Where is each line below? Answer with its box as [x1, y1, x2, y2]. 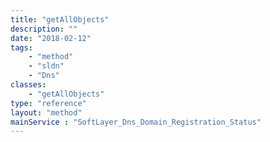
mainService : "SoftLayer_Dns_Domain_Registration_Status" [10, 117, 262, 127]
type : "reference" [10, 98, 87, 108]
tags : [10, 42, 33, 53]
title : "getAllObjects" [10, 14, 110, 25]
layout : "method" [10, 107, 83, 118]
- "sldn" [28, 61, 65, 71]
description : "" [10, 24, 78, 34]
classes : [10, 80, 47, 90]
